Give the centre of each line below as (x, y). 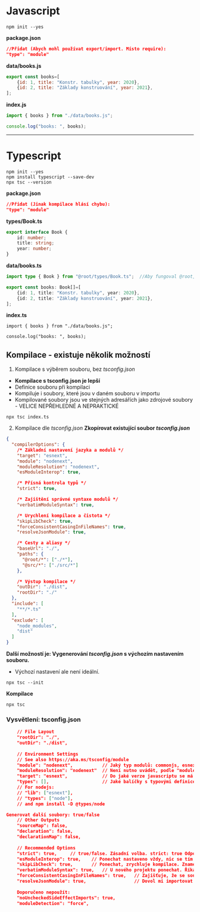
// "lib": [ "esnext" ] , (45, 793)
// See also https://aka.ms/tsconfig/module (73, 759)
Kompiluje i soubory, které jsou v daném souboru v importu (87, 393)
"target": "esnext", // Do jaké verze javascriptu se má (105, 776)
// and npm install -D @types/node (61, 804)
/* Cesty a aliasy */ (43, 543)
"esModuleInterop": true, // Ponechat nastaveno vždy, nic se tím (105, 859)
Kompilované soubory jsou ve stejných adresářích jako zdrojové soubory (104, 400)
